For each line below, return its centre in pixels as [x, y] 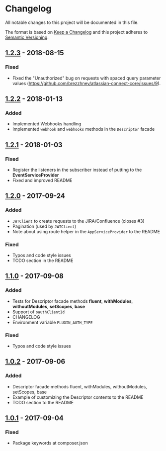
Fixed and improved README [42, 180]
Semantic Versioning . [27, 37]
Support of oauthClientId [39, 312]
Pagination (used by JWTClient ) [44, 226]
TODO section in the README [43, 260]
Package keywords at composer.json [50, 443]
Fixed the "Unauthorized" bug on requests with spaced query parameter [86, 78]
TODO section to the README [43, 402]
